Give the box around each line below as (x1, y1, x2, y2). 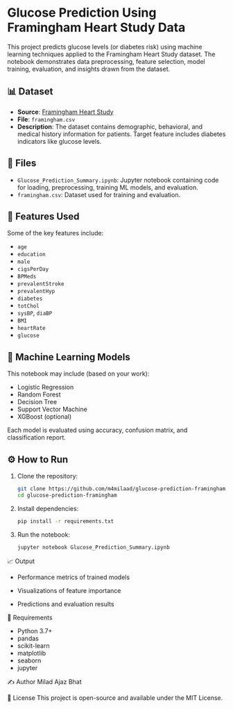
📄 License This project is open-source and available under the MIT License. (7, 693, 223, 702)
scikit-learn (17, 641, 50, 650)
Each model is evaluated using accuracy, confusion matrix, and (7, 426, 188, 435)
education (17, 251, 46, 258)
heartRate (17, 325, 46, 332)
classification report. (7, 433, 66, 442)
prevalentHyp (17, 288, 55, 295)
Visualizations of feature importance (17, 586, 121, 594)
